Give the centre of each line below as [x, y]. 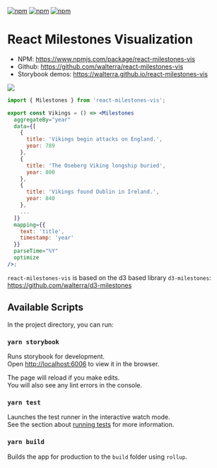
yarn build [26, 442]
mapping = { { [30, 225]
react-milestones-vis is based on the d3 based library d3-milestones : [109, 277]
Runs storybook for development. [56, 356]
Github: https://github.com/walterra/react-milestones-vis [100, 66]
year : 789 [40, 146]
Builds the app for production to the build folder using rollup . [97, 457]
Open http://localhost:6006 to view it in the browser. [83, 363]
